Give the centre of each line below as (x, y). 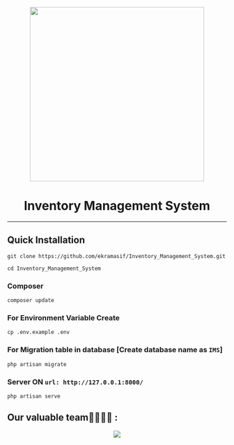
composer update (31, 301)
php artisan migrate (37, 364)
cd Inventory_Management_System (54, 269)
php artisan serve (34, 396)
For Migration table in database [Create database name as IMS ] (115, 350)
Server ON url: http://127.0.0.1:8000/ (76, 382)
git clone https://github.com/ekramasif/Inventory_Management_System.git (117, 256)
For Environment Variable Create (64, 317)
